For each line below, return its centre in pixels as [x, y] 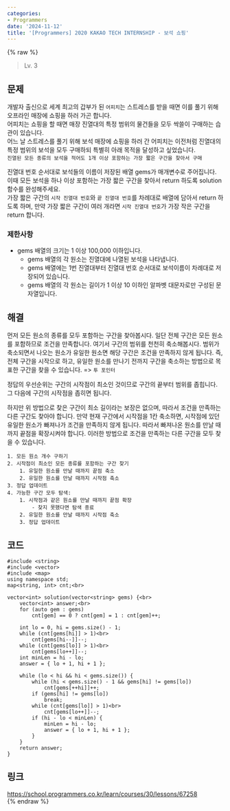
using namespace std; [38, 579]
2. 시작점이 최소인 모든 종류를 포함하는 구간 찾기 [68, 464]
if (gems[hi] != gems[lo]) [70, 694]
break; [53, 699]
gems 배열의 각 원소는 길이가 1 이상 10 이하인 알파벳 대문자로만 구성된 [121, 285]
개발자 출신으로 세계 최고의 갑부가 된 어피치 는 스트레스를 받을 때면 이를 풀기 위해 [113, 107]
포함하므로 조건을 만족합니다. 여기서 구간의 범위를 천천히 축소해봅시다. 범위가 [117, 344]
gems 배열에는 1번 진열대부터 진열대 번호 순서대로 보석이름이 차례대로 [120, 268]
